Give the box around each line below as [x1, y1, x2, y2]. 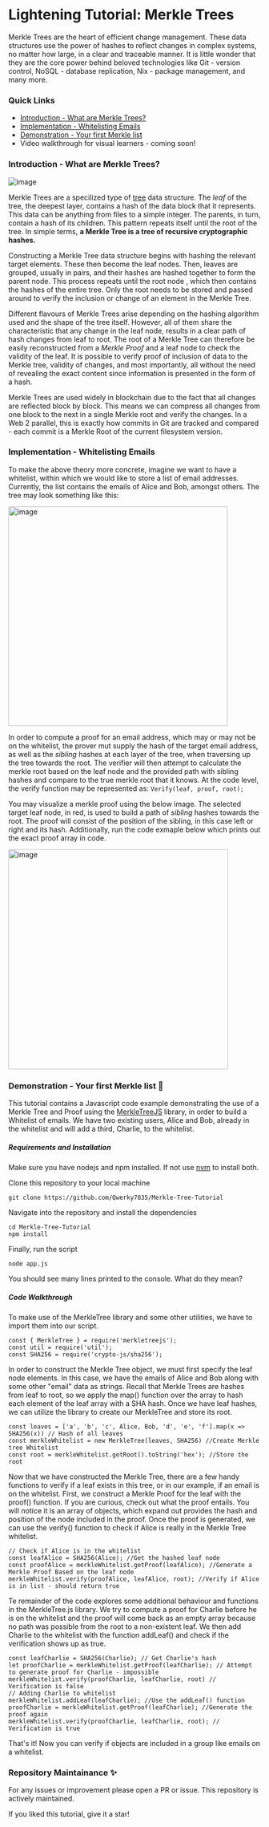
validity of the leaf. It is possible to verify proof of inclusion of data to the [8, 351, 248, 361]
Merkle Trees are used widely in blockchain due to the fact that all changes [8, 392, 256, 402]
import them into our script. [8, 1321, 98, 1331]
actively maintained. [8, 1794, 74, 1804]
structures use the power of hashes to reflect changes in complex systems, [8, 40, 258, 50]
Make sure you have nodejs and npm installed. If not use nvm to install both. [8, 1163, 259, 1173]
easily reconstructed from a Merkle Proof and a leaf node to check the [8, 342, 240, 352]
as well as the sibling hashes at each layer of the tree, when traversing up [8, 749, 251, 759]
